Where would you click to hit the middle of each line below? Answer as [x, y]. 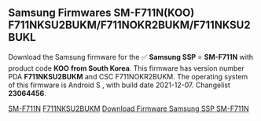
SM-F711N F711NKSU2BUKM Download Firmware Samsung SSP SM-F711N [129, 108]
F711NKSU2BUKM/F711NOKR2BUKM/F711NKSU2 [129, 26]
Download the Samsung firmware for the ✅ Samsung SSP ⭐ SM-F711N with [131, 57]
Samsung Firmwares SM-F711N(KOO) [101, 13]
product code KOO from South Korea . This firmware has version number [127, 68]
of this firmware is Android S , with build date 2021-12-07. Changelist [119, 85]
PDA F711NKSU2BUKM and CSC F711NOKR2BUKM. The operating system [128, 76]
